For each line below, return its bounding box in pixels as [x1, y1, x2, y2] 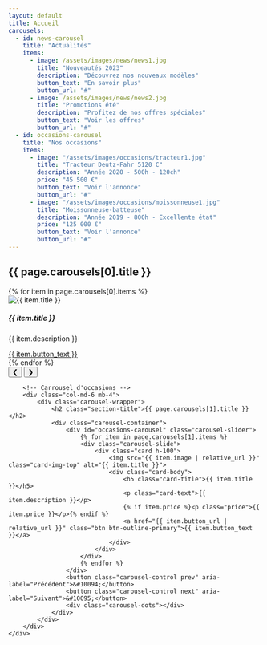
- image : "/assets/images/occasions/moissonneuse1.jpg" [29, 198, 220, 206]
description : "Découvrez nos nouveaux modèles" [37, 71, 199, 79]
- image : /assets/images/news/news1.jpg [29, 57, 167, 65]
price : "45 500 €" [37, 176, 99, 185]
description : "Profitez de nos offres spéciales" [37, 109, 206, 117]
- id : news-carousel [15, 34, 84, 43]
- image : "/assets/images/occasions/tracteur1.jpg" [29, 153, 206, 161]
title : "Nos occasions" [22, 138, 103, 147]
